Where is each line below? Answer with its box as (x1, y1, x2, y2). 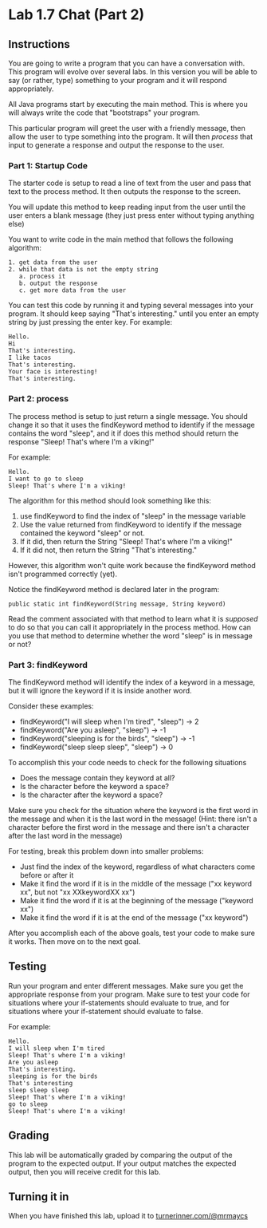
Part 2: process (8, 393, 69, 405)
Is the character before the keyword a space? (19, 781, 170, 791)
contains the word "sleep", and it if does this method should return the (8, 428, 239, 438)
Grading (8, 1129, 49, 1143)
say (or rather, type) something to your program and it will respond (8, 76, 227, 85)
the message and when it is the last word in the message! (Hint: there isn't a (8, 814, 257, 823)
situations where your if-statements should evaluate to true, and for (8, 997, 230, 1007)
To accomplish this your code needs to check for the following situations (8, 757, 247, 767)
